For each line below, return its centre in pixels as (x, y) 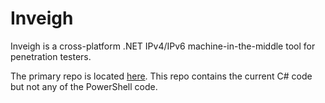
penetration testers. (51, 56)
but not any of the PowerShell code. (84, 86)
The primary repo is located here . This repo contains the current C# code (161, 76)
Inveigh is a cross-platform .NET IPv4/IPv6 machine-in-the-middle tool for (163, 46)
